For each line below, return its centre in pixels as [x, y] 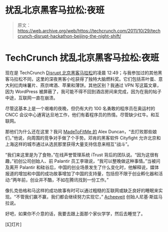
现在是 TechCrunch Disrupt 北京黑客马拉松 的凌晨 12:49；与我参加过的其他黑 [84, 73]
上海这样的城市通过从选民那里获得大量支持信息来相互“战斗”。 [68, 144]
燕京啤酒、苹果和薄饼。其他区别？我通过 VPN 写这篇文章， [100, 85]
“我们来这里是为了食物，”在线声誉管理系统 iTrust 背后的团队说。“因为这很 [80, 155]
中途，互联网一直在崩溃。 [31, 98]
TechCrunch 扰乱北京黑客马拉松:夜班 [82, 58]
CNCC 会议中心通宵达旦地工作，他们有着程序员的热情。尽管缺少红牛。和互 [82, 114]
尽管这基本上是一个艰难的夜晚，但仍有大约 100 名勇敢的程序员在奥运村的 [80, 108]
